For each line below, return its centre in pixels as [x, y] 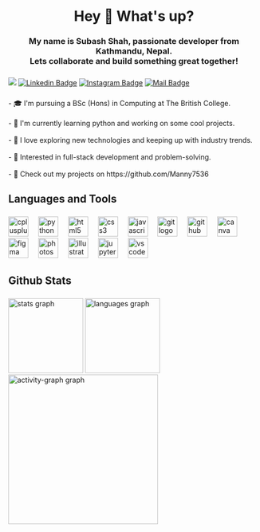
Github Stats [40, 280]
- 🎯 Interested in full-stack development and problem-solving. [110, 157]
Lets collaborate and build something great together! [134, 61]
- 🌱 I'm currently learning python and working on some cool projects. [122, 123]
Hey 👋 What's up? [134, 16]
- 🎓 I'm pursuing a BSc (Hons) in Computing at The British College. [120, 103]
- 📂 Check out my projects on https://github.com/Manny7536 [108, 174]
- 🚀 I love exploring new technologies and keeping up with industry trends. [130, 140]
